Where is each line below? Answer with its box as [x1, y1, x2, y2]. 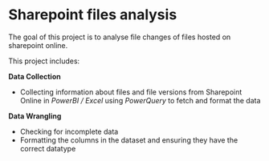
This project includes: [8, 56, 80, 66]
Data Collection [8, 71, 62, 81]
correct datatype [19, 143, 76, 153]
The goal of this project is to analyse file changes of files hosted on [8, 32, 231, 42]
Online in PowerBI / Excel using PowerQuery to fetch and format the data [19, 95, 261, 105]
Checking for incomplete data [19, 127, 119, 136]
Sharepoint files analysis [8, 6, 177, 24]
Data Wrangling [8, 111, 62, 121]
